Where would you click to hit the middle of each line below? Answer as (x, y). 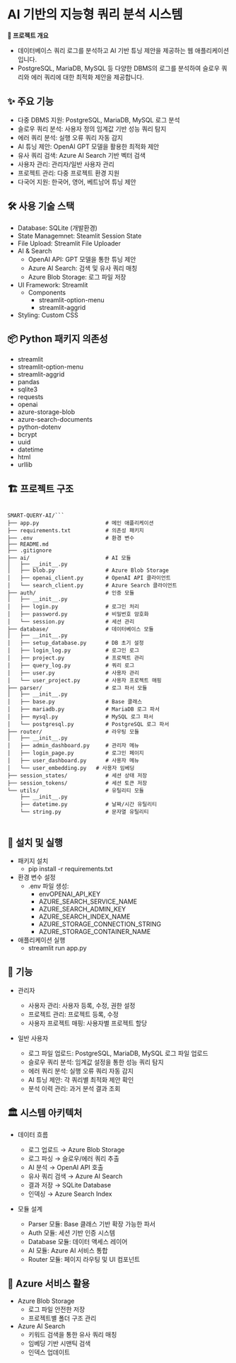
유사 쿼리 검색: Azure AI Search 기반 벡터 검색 (82, 155)
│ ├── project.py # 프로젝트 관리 (76, 658)
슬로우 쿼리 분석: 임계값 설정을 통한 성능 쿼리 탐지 (96, 1062)
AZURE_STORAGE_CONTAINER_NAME (95, 932)
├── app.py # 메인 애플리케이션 (81, 523)
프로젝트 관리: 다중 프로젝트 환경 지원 (69, 173)
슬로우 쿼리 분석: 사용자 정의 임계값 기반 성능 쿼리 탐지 (92, 129)
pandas (29, 382)
